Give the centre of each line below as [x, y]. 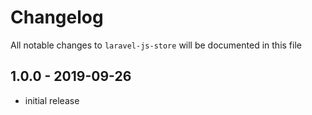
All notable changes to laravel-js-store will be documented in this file [156, 45]
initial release [52, 100]
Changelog [57, 17]
